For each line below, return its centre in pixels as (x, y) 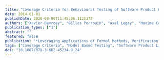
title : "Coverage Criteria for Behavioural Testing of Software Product (81, 9)
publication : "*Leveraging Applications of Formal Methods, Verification (82, 41)
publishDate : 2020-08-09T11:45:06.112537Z (49, 18)
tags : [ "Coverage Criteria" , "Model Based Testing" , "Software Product (79, 45)
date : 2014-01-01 (23, 14)
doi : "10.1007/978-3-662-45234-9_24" (43, 50)
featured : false (21, 37)
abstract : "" (18, 32)
